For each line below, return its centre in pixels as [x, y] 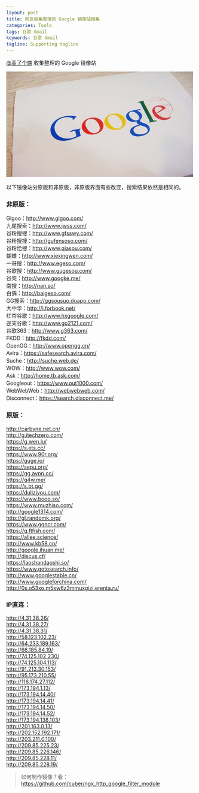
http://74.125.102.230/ [33, 656]
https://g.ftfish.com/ [31, 530]
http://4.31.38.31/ [27, 631]
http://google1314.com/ [35, 511]
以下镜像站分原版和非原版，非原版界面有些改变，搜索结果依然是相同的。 [95, 187]
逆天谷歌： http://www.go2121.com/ [49, 323]
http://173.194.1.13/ [28, 688]
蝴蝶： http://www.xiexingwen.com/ [50, 256]
